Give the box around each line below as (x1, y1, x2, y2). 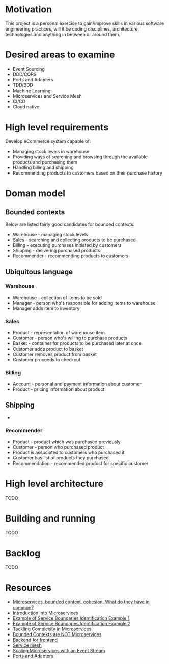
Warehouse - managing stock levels (12, 231, 88, 237)
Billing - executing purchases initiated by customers (12, 242, 122, 248)
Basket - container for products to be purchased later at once (12, 340, 142, 347)
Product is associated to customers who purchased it (12, 449, 125, 456)
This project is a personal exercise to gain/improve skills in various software (5, 20, 164, 26)
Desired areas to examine (5, 49, 115, 61)
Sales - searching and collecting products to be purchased (12, 237, 136, 243)
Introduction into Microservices (12, 610, 79, 616)
